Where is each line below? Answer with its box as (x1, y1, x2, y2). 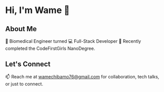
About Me (5, 25, 37, 33)
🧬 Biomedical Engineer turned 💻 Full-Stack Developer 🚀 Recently (5, 38, 141, 44)
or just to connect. (5, 80, 43, 87)
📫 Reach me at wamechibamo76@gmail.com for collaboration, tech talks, (5, 73, 159, 79)
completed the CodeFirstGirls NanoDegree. (5, 45, 95, 51)
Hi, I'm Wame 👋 (5, 5, 70, 16)
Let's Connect (5, 60, 50, 68)
